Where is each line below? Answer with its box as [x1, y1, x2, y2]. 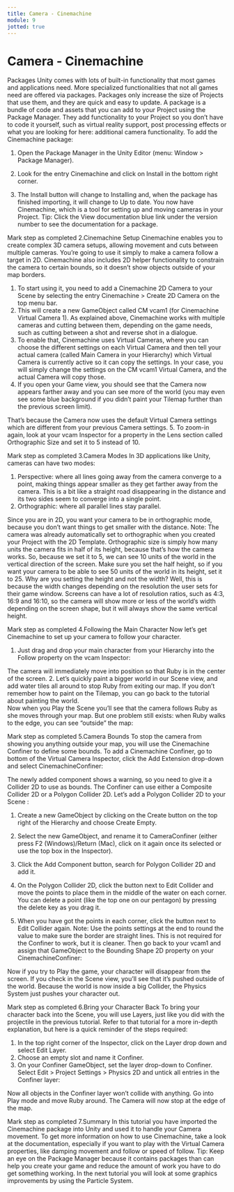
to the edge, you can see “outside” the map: [7, 719, 134, 728]
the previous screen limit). [17, 402, 93, 411]
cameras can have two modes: [7, 459, 95, 467]
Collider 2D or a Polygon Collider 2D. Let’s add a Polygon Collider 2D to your [7, 790, 226, 799]
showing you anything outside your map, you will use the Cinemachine [7, 739, 210, 748]
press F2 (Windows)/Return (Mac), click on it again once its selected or [17, 840, 222, 848]
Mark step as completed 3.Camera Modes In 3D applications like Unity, [7, 452, 211, 460]
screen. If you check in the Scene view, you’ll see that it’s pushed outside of [7, 975, 225, 983]
